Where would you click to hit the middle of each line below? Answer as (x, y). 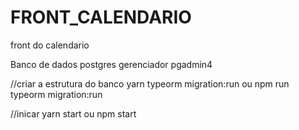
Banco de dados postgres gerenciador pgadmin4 (111, 64)
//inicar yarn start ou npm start (73, 113)
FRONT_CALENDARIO (101, 17)
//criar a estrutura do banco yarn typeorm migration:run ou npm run (150, 83)
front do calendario (50, 45)
